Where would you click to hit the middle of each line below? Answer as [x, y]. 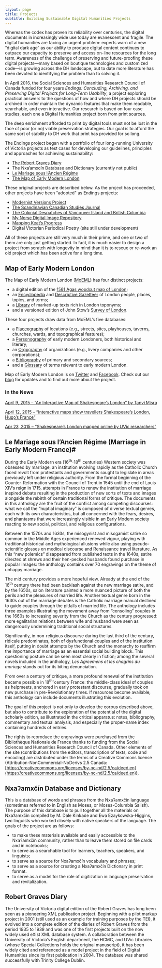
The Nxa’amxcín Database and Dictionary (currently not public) [75, 168]
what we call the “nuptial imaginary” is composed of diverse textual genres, [80, 509]
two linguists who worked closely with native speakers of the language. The [81, 821]
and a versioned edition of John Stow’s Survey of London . [70, 310]
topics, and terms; [30, 300]
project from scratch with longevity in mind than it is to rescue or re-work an [81, 248]
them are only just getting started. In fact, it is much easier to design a [75, 243]
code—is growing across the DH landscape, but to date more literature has [79, 68]
